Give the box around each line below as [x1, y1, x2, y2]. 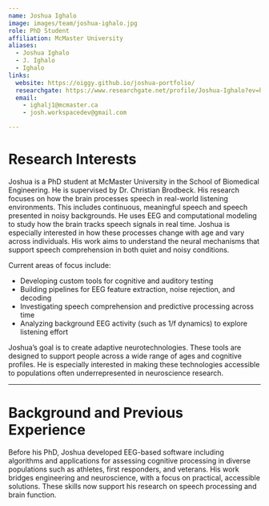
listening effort [19, 326, 69, 337]
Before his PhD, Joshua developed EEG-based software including [8, 447, 224, 457]
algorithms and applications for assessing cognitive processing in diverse [8, 455, 251, 465]
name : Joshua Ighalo [8, 11, 78, 20]
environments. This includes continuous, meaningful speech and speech [8, 202, 248, 212]
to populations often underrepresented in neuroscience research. [8, 368, 224, 378]
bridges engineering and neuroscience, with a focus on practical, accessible [8, 472, 260, 482]
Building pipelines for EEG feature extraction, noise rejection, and [19, 284, 235, 293]
